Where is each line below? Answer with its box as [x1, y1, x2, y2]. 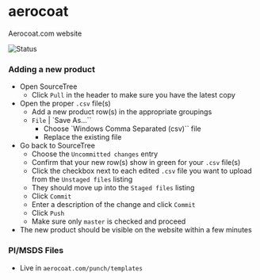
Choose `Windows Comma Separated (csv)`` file [43, 124, 201, 133]
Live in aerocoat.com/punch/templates [19, 263, 143, 272]
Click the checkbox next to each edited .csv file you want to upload [31, 166, 252, 176]
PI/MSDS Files [8, 245, 64, 256]
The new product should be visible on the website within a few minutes [19, 225, 252, 235]
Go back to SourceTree [19, 141, 95, 151]
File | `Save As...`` [31, 116, 92, 125]
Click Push [31, 209, 65, 218]
